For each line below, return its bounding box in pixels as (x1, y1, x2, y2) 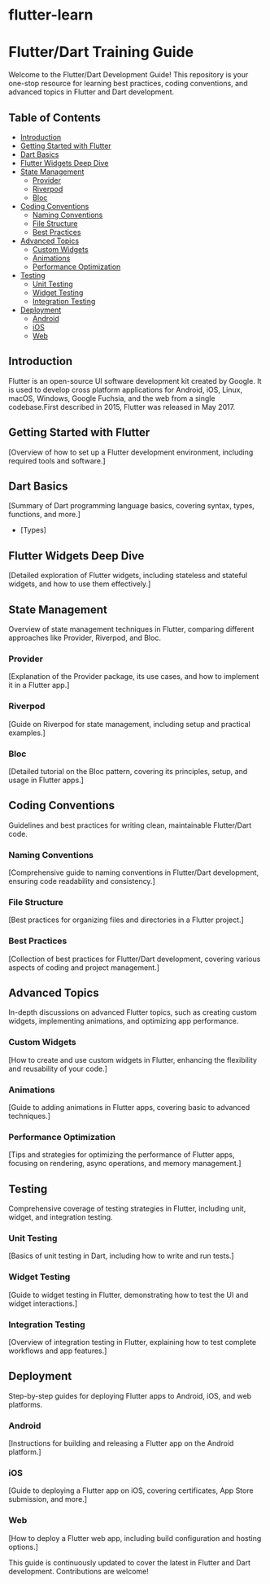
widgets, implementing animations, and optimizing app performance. (8, 1016, 239, 1026)
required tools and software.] (8, 455, 106, 465)
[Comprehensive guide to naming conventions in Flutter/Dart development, (8, 868, 259, 877)
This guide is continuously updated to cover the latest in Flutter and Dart (8, 1557, 250, 1567)
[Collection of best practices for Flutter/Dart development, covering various (8, 954, 261, 964)
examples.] (8, 728, 46, 738)
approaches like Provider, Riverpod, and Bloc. (8, 633, 161, 642)
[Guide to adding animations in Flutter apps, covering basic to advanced (8, 1103, 250, 1112)
